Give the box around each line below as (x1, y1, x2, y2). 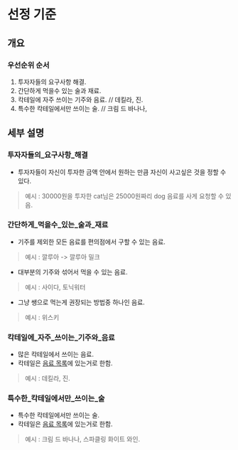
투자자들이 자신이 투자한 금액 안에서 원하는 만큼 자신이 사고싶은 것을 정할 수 (17, 168, 227, 176)
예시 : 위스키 (24, 313, 60, 321)
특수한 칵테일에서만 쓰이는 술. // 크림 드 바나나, (17, 104, 148, 112)
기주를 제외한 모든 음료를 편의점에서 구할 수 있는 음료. (17, 237, 166, 246)
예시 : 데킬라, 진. (24, 374, 70, 382)
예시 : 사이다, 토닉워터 (24, 282, 86, 291)
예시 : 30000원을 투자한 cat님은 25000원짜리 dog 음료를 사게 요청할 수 (24, 191, 225, 200)
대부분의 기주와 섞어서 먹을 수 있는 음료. (17, 267, 128, 276)
